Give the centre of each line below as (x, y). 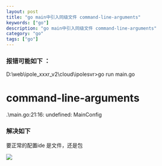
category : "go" (25, 34)
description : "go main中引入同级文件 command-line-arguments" (82, 28)
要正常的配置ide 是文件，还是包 (45, 145)
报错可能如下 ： (28, 61)
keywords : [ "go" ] (28, 23)
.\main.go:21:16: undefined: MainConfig (54, 115)
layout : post (22, 12)
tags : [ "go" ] (22, 39)
